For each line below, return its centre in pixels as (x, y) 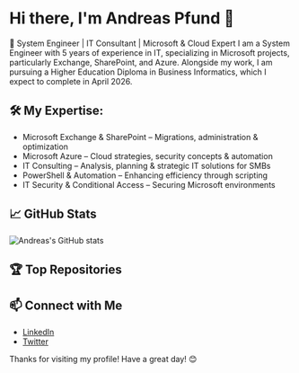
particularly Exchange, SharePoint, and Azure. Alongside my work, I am (141, 62)
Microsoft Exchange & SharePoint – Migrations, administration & (140, 137)
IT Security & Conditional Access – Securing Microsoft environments (149, 184)
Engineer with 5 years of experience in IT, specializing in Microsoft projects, (149, 52)
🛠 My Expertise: (57, 111)
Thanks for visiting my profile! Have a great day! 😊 (103, 359)
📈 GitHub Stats (53, 214)
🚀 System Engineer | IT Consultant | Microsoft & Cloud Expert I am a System (149, 43)
